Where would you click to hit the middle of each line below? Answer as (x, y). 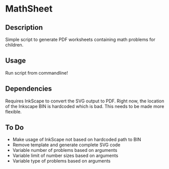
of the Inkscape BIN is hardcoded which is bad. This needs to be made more (85, 106)
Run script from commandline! (37, 73)
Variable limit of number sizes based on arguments (65, 156)
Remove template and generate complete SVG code (66, 145)
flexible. (13, 111)
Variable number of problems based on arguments (65, 150)
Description (24, 27)
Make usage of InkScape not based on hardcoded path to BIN (77, 140)
